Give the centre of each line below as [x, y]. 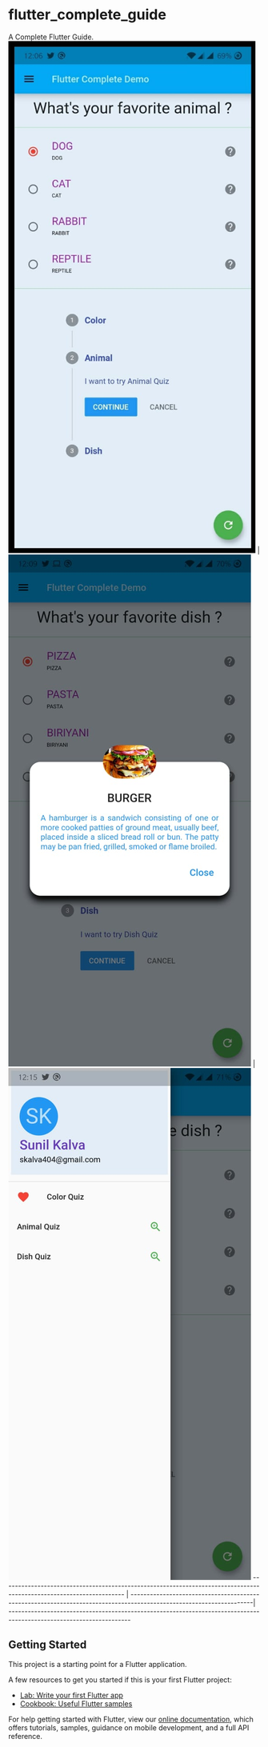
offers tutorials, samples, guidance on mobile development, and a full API [129, 1727]
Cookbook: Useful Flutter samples [76, 1703]
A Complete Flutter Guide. [51, 37]
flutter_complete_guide [87, 15]
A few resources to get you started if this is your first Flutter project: [120, 1679]
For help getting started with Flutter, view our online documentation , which [131, 1719]
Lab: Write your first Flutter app [72, 1695]
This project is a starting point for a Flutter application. [98, 1664]
